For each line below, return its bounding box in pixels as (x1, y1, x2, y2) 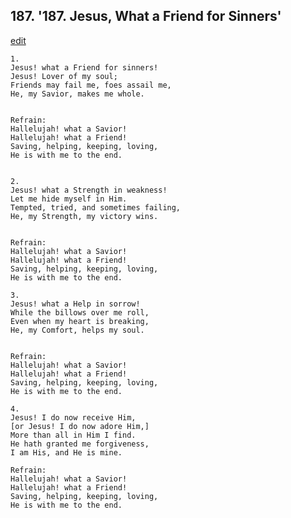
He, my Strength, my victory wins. (10, 211, 159, 221)
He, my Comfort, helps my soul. (10, 325, 145, 335)
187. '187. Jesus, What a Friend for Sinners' (10, 8, 282, 25)
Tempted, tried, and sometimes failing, (10, 202, 182, 213)
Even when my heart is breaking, (10, 316, 150, 326)
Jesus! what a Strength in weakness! (10, 185, 168, 195)
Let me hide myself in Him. (10, 194, 128, 204)
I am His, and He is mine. (10, 447, 123, 458)
